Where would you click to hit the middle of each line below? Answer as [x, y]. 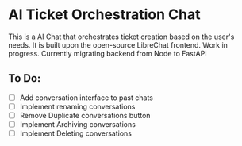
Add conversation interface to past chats [86, 98]
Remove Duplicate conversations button [85, 115]
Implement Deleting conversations [76, 133]
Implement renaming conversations [77, 106]
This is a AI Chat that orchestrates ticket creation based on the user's [121, 36]
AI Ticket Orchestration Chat [104, 15]
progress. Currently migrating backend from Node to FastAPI [108, 53]
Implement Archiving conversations [78, 124]
